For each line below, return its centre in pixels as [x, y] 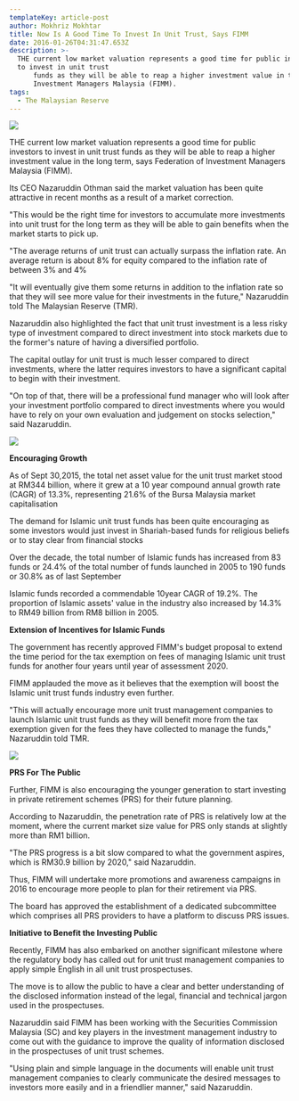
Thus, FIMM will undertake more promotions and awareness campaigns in [145, 880]
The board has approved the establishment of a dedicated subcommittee [143, 907]
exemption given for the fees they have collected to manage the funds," [140, 729]
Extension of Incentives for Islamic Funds [87, 630]
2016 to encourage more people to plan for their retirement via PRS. [133, 889]
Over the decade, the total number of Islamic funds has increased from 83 [145, 557]
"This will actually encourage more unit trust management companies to [141, 711]
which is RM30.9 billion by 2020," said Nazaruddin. [103, 862]
